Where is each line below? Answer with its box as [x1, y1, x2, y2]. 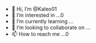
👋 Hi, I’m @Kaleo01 [11, 6, 57, 12]
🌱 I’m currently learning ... [11, 18, 74, 24]
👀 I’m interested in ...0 [11, 12, 64, 19]
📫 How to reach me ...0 [11, 31, 69, 37]
